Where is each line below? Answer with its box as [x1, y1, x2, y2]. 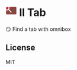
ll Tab [19, 6, 46, 20]
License [5, 43, 36, 53]
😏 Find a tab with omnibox [5, 26, 72, 33]
